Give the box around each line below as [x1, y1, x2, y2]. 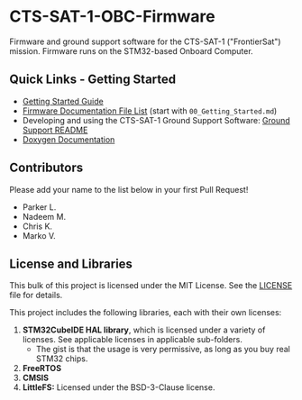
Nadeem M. [22, 211, 66, 222]
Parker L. [22, 201, 57, 213]
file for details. [9, 290, 63, 301]
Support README [22, 124, 88, 135]
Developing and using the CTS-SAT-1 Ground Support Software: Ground [22, 114, 290, 125]
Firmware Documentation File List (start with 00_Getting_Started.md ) [22, 105, 278, 116]
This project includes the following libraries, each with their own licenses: [9, 307, 282, 318]
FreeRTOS [22, 363, 61, 374]
